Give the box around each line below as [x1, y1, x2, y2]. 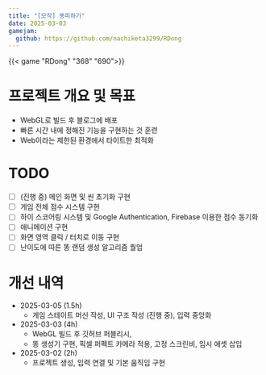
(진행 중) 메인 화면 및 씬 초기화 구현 [19, 192, 131, 202]
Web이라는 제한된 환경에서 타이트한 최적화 [19, 135, 155, 145]
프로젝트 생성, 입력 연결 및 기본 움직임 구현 [31, 358, 166, 368]
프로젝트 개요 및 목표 [8, 87, 135, 106]
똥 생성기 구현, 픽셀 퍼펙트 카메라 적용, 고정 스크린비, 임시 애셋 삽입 [31, 340, 243, 349]
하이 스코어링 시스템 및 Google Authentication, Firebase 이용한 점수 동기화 [19, 212, 259, 222]
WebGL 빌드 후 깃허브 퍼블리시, [31, 329, 132, 339]
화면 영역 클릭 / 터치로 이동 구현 [19, 232, 119, 242]
